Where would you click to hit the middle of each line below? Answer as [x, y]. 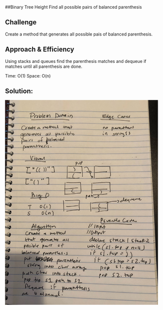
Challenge [21, 22]
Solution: [19, 91]
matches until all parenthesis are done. [44, 66]
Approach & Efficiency [40, 49]
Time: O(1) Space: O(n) [28, 76]
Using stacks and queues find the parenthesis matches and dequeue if [76, 61]
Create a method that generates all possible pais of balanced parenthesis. [79, 34]
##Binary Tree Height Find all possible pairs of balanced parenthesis [73, 7]
